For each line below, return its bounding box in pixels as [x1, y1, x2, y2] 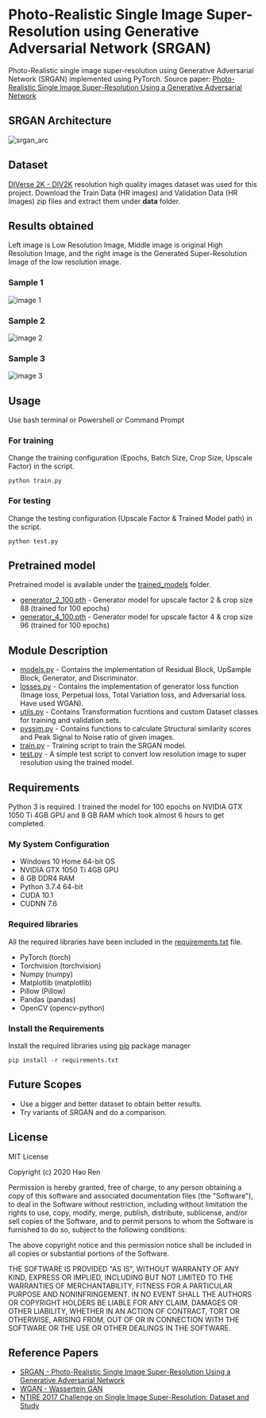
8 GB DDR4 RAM [19, 873, 75, 884]
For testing [8, 495, 52, 507]
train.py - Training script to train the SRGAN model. [19, 741, 187, 751]
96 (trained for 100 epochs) [19, 620, 110, 630]
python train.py [8, 477, 62, 485]
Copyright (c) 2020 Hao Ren [8, 1167, 101, 1176]
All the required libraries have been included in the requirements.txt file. [8, 937, 243, 946]
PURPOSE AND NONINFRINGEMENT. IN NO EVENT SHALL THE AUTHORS [8, 1289, 253, 1299]
